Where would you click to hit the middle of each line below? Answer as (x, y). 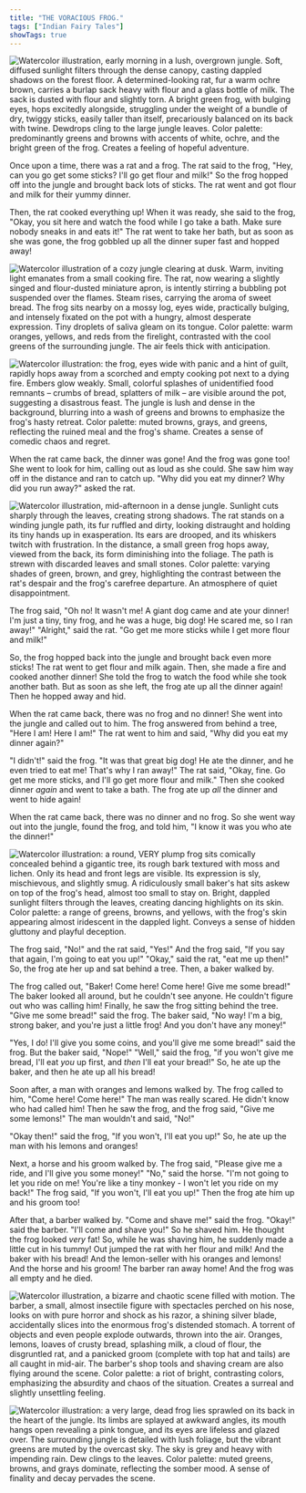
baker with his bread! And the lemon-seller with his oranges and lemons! (146, 1259)
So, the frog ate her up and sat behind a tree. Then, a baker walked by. (142, 969)
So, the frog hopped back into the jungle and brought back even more (140, 658)
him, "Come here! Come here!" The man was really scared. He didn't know (149, 1099)
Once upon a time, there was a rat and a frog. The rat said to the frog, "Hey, (151, 166)
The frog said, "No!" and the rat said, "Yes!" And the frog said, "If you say (147, 949)
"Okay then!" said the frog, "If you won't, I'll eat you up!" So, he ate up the (148, 1136)
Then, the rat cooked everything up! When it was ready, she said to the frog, (153, 213)
